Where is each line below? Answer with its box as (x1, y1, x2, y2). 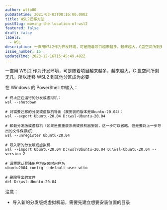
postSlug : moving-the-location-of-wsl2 (5, 21, 88, 26)
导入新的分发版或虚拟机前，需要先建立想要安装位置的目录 (12, 200, 130, 206)
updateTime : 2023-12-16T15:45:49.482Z (5, 53, 85, 59)
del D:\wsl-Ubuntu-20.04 (5, 180, 57, 185)
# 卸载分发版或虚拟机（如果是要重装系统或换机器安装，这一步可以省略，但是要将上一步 (5, 123, 158, 128)
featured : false (5, 26, 39, 31)
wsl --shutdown (5, 100, 37, 105)
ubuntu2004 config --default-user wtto (5, 165, 88, 171)
